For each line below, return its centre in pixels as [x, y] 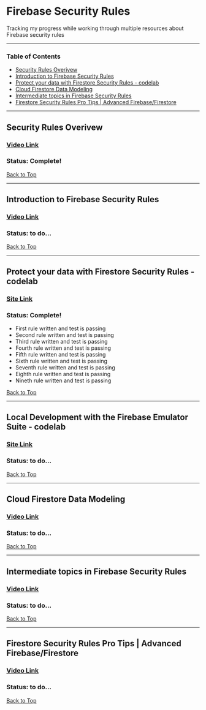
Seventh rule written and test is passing [65, 368]
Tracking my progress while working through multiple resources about [95, 28]
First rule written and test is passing [60, 328]
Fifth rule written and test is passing [60, 355]
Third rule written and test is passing [62, 342]
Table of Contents [34, 56]
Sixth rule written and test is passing [61, 361]
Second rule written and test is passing [65, 335]
